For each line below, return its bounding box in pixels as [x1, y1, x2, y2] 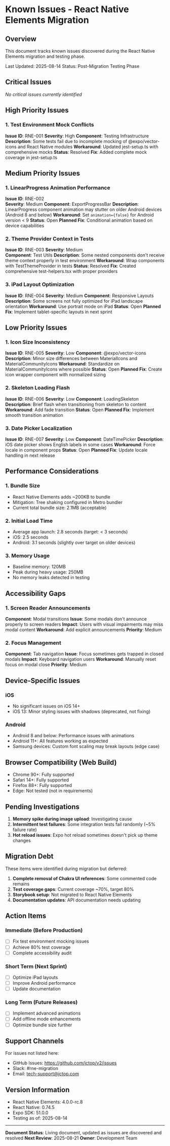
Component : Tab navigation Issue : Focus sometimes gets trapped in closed [5, 651, 164, 657]
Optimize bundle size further [12, 1022, 72, 1028]
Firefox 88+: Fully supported [12, 782, 72, 789]
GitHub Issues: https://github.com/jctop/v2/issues [12, 1060, 117, 1066]
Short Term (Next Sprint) [5, 962, 67, 970]
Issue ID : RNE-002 [5, 196, 45, 202]
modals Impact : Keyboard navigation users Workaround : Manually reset [5, 656, 156, 662]
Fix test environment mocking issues [12, 938, 90, 944]
